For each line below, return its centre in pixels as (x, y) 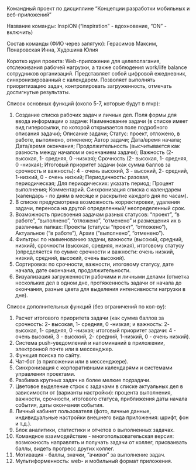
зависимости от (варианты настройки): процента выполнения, (93, 392)
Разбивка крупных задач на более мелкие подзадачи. (83, 380)
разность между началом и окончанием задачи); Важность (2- (94, 152)
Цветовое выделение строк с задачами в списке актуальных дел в (99, 386)
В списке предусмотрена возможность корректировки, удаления (97, 202)
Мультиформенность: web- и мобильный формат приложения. (94, 461)
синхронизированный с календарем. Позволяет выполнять (81, 80)
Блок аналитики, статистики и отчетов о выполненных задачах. (95, 430)
